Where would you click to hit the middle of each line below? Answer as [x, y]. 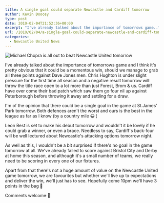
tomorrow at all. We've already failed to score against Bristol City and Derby [81, 150]
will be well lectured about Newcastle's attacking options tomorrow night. [79, 135]
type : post [16, 19]
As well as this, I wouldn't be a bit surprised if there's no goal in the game [79, 145]
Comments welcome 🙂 [28, 195]
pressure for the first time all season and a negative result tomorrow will [77, 80]
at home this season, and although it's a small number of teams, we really [79, 156]
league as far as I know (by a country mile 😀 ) [51, 116]
